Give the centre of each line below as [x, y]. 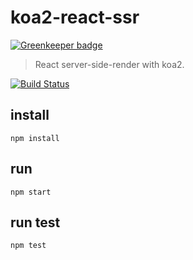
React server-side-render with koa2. [109, 64]
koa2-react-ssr [75, 17]
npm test [28, 246]
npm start [31, 192]
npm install [35, 138]
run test [35, 222]
